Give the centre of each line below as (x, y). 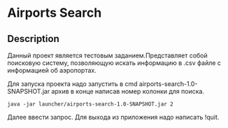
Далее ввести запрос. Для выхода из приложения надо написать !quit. (113, 117)
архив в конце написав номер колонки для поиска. (128, 91)
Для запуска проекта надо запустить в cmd (72, 84)
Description (33, 39)
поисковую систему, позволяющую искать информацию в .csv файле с (114, 63)
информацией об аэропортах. (52, 70)
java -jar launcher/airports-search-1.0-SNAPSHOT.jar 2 (90, 104)
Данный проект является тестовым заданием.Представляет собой (107, 55)
